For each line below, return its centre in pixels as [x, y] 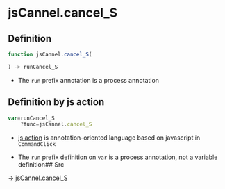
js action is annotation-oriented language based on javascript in [109, 138]
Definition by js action [56, 102]
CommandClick [37, 145]
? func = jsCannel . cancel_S [56, 124]
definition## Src [41, 165]
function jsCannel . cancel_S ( [50, 54]
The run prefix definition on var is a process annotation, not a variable [118, 157]
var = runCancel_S [31, 118]
